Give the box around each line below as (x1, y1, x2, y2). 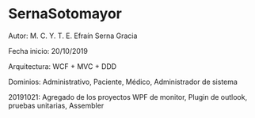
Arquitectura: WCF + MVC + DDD (8, 61, 117, 71)
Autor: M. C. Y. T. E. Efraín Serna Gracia (8, 31, 138, 40)
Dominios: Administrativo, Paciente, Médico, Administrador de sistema (8, 77, 238, 86)
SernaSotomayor (8, 5, 123, 23)
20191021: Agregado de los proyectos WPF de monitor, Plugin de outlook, (8, 92, 248, 101)
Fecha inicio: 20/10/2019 (8, 46, 89, 55)
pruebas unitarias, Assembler (8, 101, 105, 110)
